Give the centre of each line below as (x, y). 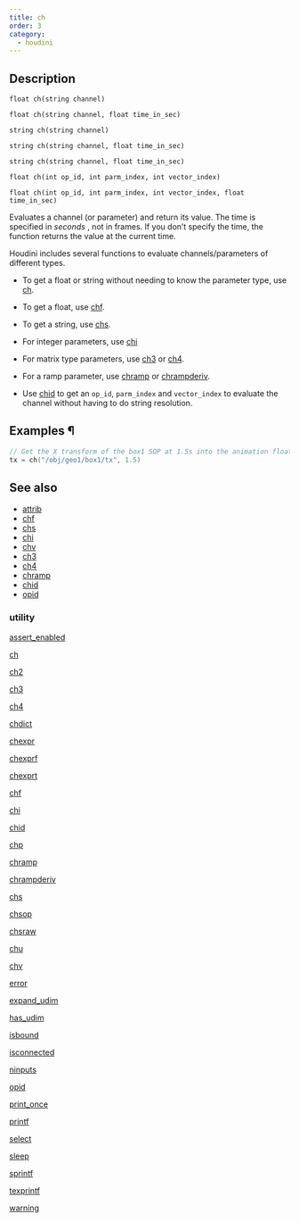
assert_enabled (37, 637)
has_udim (27, 1018)
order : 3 (25, 26)
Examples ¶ (42, 431)
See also (33, 488)
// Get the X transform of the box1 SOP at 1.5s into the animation (139, 452)
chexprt (24, 775)
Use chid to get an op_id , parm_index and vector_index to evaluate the (150, 394)
